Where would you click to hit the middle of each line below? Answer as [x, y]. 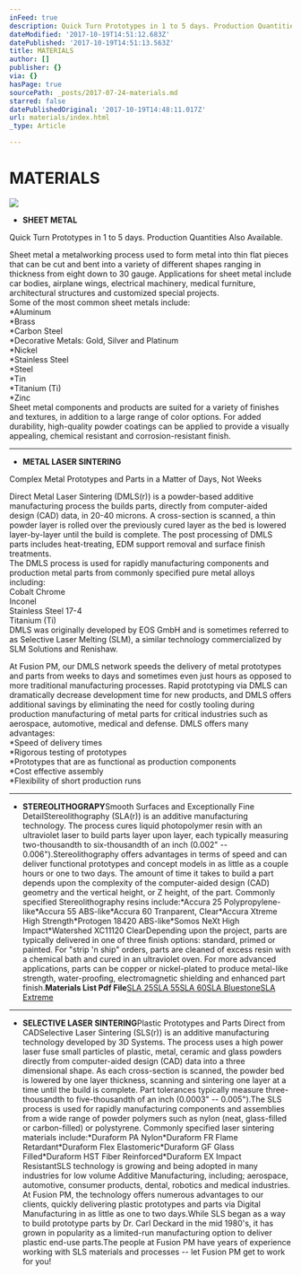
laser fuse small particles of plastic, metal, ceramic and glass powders [152, 1052]
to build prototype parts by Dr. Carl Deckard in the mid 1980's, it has [148, 1223]
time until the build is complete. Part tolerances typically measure [143, 1089]
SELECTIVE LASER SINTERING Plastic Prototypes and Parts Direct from [154, 1023]
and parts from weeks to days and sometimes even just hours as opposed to [150, 676]
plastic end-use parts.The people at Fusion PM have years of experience [156, 1242]
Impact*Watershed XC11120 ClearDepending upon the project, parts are [155, 930]
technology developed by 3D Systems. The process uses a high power [153, 1042]
